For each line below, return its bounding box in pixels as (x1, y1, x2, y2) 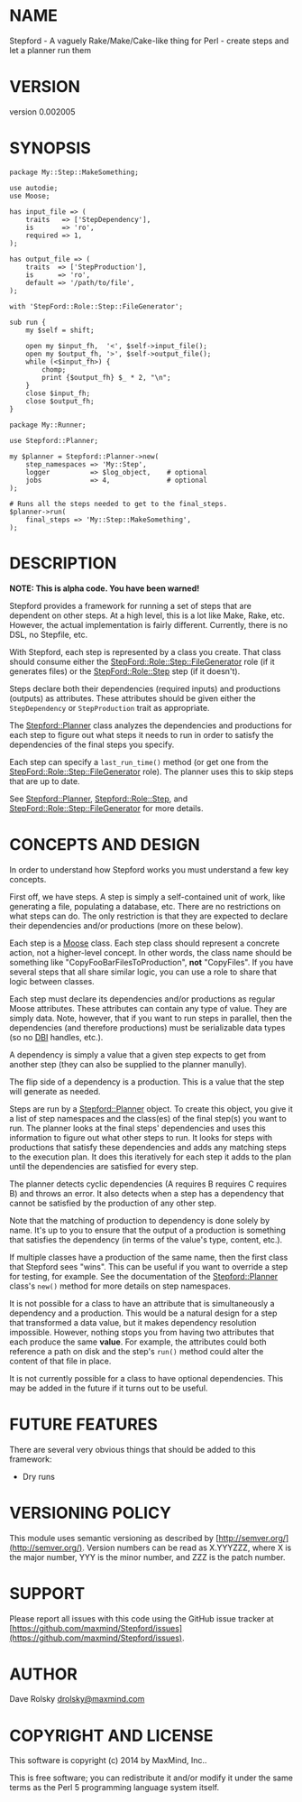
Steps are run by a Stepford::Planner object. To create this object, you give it (9, 1103, 293, 1114)
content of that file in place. (9, 1355, 112, 1366)
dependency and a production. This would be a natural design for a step (9, 1308, 278, 1318)
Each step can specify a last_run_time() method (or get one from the (9, 756, 269, 767)
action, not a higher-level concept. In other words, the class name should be (9, 947, 293, 957)
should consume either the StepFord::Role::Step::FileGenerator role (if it (9, 656, 275, 667)
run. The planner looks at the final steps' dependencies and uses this (9, 1123, 266, 1133)
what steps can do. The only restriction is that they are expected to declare (9, 910, 288, 921)
